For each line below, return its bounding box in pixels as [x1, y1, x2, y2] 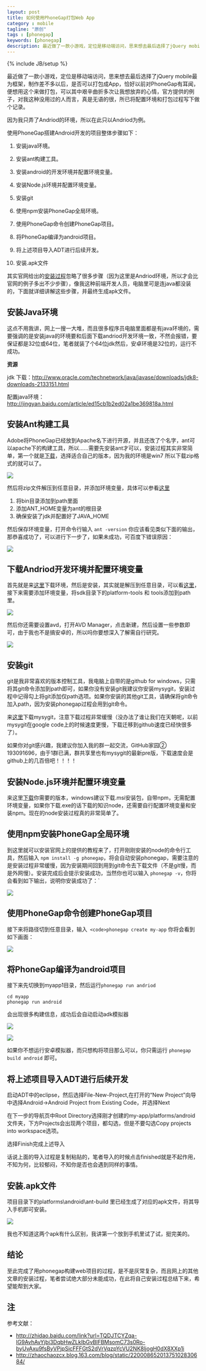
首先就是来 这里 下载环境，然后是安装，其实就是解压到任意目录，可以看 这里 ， [7, 581, 200, 589]
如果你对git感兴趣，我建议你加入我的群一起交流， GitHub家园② [7, 742, 167, 749]
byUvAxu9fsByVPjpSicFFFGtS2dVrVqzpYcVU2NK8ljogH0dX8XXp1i [15, 1345, 185, 1352]
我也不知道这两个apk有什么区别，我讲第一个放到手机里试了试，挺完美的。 [7, 1230, 193, 1237]
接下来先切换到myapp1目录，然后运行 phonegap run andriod [7, 982, 156, 989]
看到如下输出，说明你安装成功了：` [12, 876, 100, 884]
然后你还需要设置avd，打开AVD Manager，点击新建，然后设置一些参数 [7, 621, 185, 629]
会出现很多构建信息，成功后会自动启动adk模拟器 [7, 1011, 129, 1018]
